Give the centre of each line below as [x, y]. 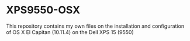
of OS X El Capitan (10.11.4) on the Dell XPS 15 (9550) [70, 32]
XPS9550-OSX [43, 10]
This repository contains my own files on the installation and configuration [95, 26]
